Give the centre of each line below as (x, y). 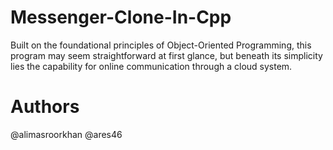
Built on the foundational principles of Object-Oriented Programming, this (161, 45)
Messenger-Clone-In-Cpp (121, 17)
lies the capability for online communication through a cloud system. (151, 66)
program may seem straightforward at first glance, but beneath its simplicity (166, 55)
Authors (45, 107)
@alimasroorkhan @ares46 (66, 134)
